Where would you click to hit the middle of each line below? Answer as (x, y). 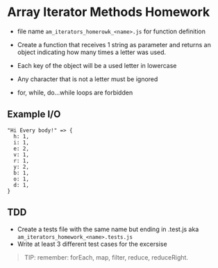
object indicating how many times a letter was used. (92, 52)
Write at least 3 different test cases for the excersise (92, 244)
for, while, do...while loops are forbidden (75, 92)
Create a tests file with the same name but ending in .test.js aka (108, 229)
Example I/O (34, 114)
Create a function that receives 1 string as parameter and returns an (114, 44)
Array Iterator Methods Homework (109, 12)
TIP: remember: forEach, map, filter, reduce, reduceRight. (106, 257)
